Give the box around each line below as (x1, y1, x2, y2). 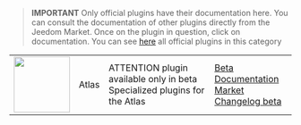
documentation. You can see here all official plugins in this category (30, 36, 282, 46)
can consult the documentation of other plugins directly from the (30, 17, 271, 28)
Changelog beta (214, 96, 282, 107)
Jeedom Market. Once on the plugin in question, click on (30, 27, 241, 37)
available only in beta (108, 73, 198, 85)
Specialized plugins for (108, 84, 205, 96)
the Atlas (108, 96, 146, 107)
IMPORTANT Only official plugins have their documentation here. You (30, 8, 288, 18)
